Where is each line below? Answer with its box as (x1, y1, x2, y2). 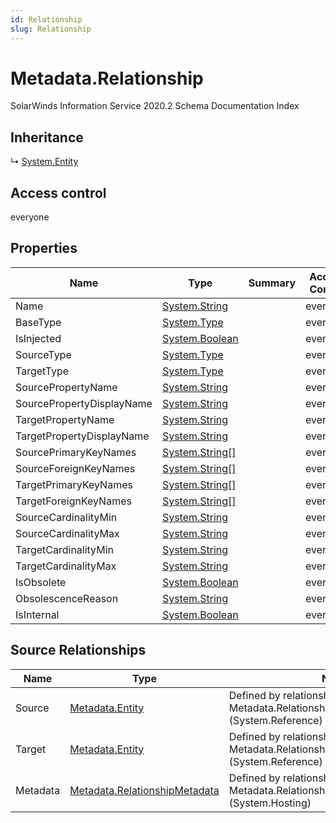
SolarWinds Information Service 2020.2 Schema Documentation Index (10, 100, 300, 112)
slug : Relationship (10, 24, 92, 34)
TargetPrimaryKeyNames (15, 477, 133, 491)
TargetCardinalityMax (15, 559, 117, 573)
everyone (10, 211, 50, 223)
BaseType (15, 315, 62, 329)
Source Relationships (10, 642, 147, 659)
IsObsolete (15, 575, 67, 589)
